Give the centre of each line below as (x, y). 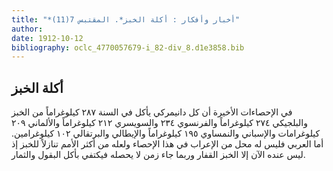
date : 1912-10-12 (47, 38)
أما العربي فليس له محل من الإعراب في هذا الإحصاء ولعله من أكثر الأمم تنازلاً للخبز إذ (167, 144)
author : (27, 29)
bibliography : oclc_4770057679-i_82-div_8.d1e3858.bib (128, 47)
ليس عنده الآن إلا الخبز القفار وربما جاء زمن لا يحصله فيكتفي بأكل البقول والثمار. (158, 155)
